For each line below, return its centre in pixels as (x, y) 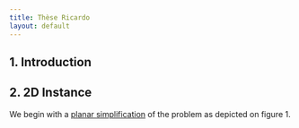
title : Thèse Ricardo (50, 17)
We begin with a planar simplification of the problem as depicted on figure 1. (150, 114)
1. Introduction (50, 62)
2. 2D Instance (51, 93)
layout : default (40, 26)
